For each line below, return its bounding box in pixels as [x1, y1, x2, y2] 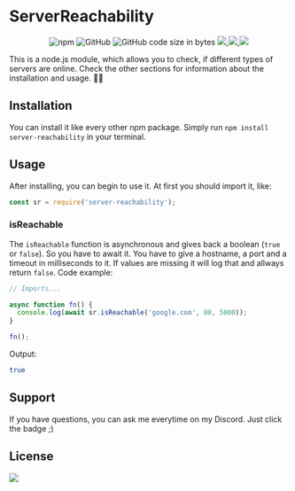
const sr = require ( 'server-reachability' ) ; [9, 198, 176, 207]
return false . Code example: [9, 267, 113, 277]
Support [9, 390, 56, 405]
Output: [9, 348, 37, 360]
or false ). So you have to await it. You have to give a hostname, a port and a [9, 248, 287, 259]
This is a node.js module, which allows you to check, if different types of [9, 53, 274, 64]
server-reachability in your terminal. [9, 131, 146, 142]
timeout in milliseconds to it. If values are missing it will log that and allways [9, 257, 284, 268]
